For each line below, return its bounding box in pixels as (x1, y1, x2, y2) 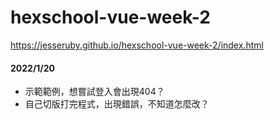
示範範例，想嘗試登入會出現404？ (24, 86, 165, 98)
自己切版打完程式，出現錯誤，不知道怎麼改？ (24, 98, 210, 110)
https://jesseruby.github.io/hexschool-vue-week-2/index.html (10, 39, 264, 51)
